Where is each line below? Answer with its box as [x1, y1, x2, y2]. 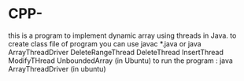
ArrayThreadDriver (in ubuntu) [8, 64, 106, 73]
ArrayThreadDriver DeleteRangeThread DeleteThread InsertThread [8, 47, 224, 57]
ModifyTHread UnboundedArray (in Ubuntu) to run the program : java [8, 56, 234, 65]
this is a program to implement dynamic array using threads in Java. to [8, 31, 237, 40]
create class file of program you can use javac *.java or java [8, 39, 202, 48]
